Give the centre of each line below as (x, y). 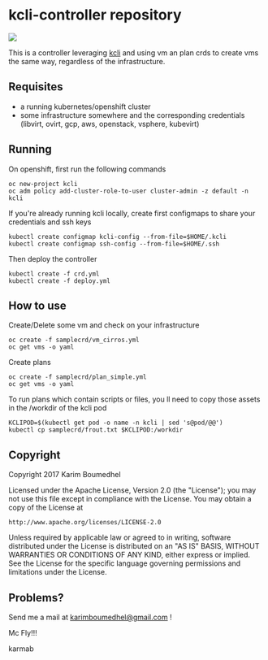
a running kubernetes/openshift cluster (86, 106)
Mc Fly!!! (23, 633)
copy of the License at (46, 508)
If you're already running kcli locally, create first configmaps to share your (132, 213)
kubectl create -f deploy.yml (60, 281)
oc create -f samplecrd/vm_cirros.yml (74, 340)
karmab (21, 649)
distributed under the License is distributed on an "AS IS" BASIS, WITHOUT (134, 546)
